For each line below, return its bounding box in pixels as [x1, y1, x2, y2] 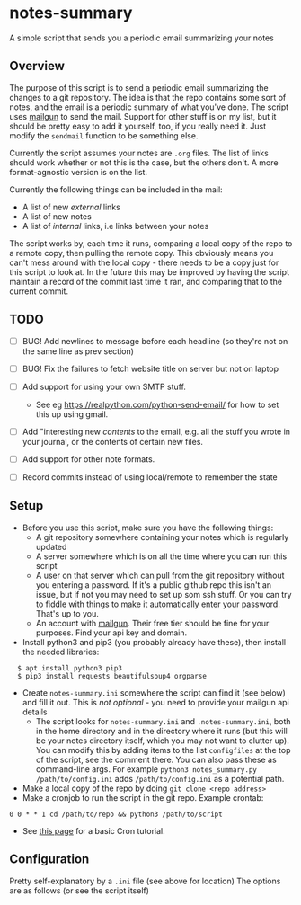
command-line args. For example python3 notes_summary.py [35, 763, 258, 775]
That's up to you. [35, 608, 99, 618]
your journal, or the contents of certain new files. [22, 436, 204, 447]
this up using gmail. [35, 408, 109, 420]
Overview [9, 58, 66, 74]
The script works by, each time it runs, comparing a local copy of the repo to [9, 237, 293, 249]
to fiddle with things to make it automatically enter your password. [35, 599, 280, 609]
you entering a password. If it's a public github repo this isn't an [35, 579, 272, 590]
